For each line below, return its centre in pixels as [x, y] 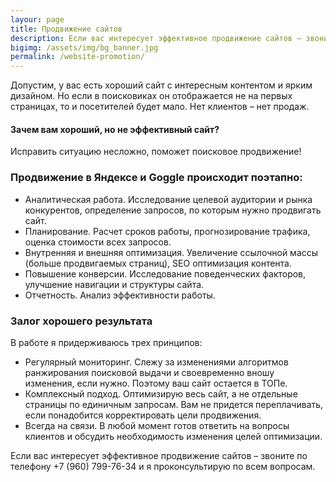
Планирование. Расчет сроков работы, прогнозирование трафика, [167, 231]
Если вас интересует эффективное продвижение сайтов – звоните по [159, 455]
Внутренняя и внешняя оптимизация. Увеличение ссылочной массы [171, 252]
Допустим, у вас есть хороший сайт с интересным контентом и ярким [161, 85]
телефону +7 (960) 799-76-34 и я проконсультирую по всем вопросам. [163, 466]
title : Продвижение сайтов [66, 29]
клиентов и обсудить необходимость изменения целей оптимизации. [173, 436]
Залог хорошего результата [81, 321]
